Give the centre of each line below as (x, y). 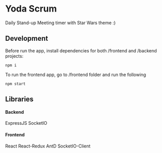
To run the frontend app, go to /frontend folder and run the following (76, 74)
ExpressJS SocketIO (26, 123)
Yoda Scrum (31, 9)
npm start (16, 84)
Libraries (19, 99)
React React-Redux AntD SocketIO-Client (48, 146)
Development (27, 39)
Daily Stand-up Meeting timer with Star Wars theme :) (60, 23)
